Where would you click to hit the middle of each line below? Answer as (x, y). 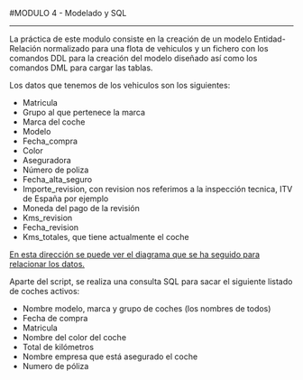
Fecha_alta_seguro (57, 179)
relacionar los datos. (47, 264)
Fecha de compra (55, 318)
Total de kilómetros (58, 347)
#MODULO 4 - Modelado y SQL (68, 13)
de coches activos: (45, 291)
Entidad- (270, 39)
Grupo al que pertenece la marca (84, 112)
